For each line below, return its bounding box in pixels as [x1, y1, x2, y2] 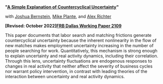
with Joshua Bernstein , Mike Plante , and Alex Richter [5, 14, 112, 19]
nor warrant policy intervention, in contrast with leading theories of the [5, 68, 148, 74]
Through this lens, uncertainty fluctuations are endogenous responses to [5, 58, 153, 64]
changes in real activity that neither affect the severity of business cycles [5, 63, 153, 69]
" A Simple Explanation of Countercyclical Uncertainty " [5, 4, 119, 10]
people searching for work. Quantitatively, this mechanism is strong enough [5, 48, 158, 53]
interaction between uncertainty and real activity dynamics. [5, 74, 125, 79]
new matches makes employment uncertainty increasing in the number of [5, 43, 154, 48]
